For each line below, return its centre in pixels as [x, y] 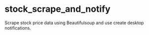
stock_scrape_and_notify [57, 9]
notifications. [18, 28]
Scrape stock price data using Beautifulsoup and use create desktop [74, 23]
